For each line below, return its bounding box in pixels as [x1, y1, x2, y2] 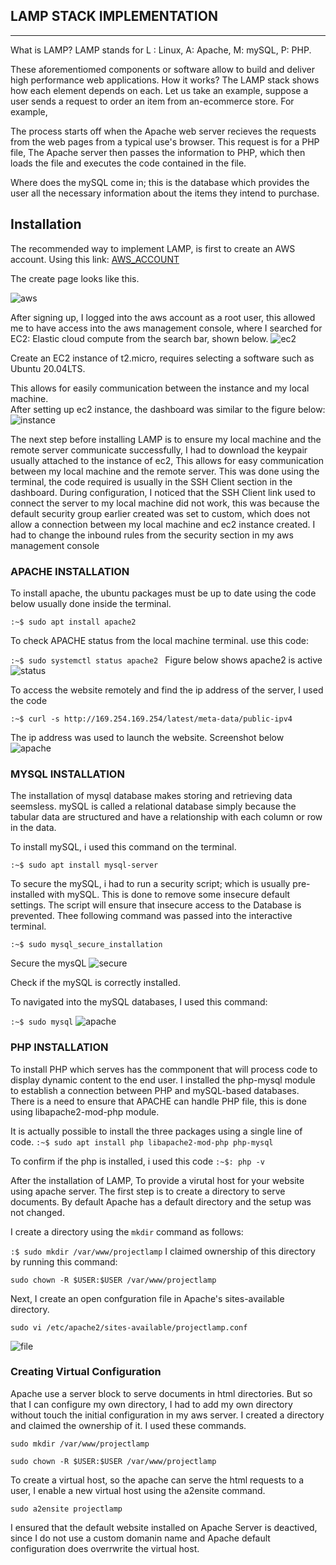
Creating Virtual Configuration [10, 1365, 162, 1379]
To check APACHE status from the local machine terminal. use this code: [10, 634, 309, 646]
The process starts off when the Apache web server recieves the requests [10, 125, 317, 137]
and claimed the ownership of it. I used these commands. [10, 1419, 247, 1431]
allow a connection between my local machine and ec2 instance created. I [10, 518, 316, 530]
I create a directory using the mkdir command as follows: [10, 1225, 244, 1238]
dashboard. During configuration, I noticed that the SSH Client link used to [10, 486, 316, 498]
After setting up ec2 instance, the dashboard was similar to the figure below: [10, 403, 326, 415]
